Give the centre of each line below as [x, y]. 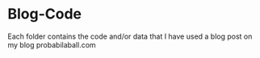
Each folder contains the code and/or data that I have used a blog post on [130, 36]
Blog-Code [45, 14]
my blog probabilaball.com [52, 44]
